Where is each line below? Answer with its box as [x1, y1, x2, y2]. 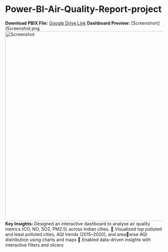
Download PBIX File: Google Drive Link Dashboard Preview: [5, 20, 130, 26]
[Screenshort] [131, 20, 160, 26]
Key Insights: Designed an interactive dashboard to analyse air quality [5, 220, 150, 226]
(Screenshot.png [5, 25, 40, 31]
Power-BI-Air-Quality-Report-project [5, 3, 162, 15]
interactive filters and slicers [5, 241, 64, 248]
